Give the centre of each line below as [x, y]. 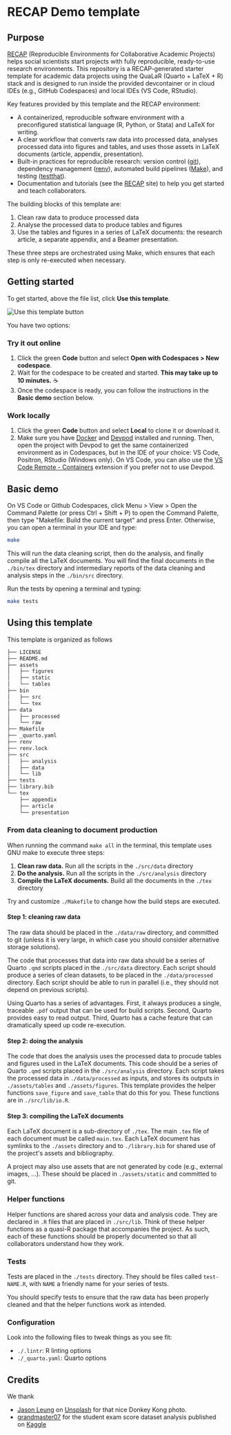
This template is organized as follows [60, 640]
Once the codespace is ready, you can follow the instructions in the [113, 390]
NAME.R [17, 1285]
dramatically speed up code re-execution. [67, 1025]
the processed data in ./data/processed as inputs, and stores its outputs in [113, 1078]
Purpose [26, 38]
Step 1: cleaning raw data [44, 917]
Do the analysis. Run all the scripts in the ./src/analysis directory [112, 873]
